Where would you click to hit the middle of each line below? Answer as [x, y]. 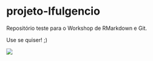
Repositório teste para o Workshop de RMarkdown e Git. [77, 28]
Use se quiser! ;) [27, 40]
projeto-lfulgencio [53, 11]
